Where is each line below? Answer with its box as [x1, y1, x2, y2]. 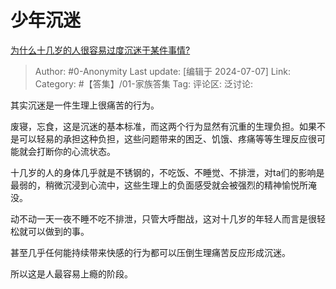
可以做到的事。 [27, 225, 90, 237]
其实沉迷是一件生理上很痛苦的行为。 [10, 99, 160, 111]
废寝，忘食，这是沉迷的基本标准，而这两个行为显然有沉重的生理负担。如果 [10, 120, 317, 132]
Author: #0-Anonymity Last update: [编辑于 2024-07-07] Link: [34, 65, 291, 77]
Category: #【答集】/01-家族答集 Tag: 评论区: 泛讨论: [34, 77, 254, 90]
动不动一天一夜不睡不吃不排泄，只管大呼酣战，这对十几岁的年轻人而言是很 [10, 212, 317, 225]
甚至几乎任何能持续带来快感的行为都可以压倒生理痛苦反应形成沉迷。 [10, 246, 291, 258]
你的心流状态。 [53, 145, 116, 157]
